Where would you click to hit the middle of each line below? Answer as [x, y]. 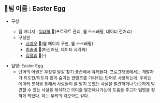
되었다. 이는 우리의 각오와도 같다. [58, 96]
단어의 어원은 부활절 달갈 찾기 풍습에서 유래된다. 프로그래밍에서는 [80, 72]
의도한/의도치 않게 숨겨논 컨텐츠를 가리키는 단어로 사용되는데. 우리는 [87, 77]
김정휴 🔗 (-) [36, 55]
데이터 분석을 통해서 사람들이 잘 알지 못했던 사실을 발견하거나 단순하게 [84, 84]
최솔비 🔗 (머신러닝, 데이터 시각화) [56, 49]
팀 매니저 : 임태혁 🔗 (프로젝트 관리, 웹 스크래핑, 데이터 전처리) [75, 31]
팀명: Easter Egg [27, 65]
